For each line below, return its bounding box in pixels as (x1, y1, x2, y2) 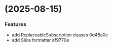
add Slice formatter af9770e (11, 37, 70, 43)
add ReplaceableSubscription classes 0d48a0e (11, 32, 108, 38)
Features (4, 21, 27, 28)
